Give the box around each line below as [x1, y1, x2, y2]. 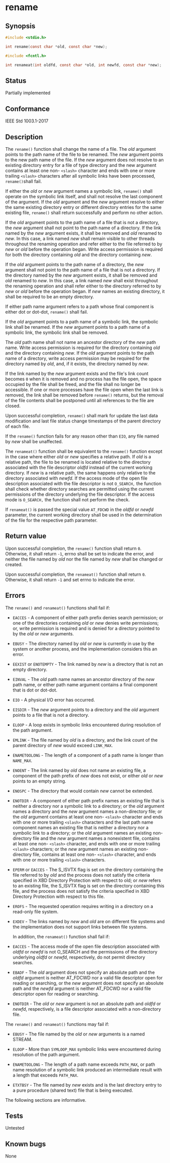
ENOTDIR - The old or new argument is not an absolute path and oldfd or [12, 1001, 161, 1007]
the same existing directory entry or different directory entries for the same [5, 204, 162, 210]
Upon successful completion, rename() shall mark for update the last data [5, 412, 158, 418]
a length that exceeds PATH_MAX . [12, 1072, 78, 1078]
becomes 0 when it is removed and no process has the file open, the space [5, 376, 162, 382]
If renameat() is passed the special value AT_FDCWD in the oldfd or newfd [5, 506, 154, 512]
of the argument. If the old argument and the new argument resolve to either [5, 199, 164, 205]
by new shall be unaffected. [5, 438, 63, 444]
